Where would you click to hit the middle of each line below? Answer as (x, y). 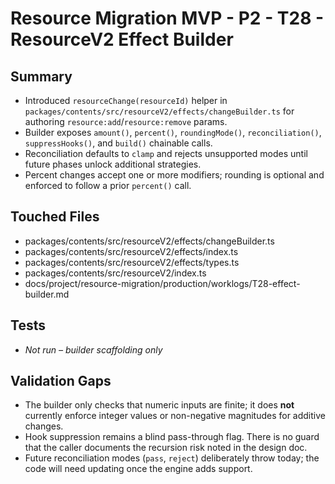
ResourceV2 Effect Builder (122, 39)
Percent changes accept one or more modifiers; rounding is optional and (174, 175)
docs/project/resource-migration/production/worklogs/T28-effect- (162, 283)
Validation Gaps (61, 381)
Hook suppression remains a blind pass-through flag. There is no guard (172, 437)
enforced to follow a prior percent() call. (108, 185)
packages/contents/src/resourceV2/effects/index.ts (131, 251)
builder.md (47, 294)
